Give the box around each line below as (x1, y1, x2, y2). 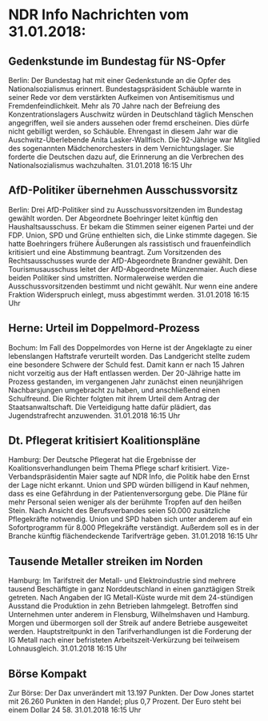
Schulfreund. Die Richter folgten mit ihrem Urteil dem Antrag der (8, 393, 220, 403)
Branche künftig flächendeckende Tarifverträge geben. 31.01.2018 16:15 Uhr (8, 532, 258, 541)
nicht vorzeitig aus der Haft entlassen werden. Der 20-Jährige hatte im (8, 368, 242, 377)
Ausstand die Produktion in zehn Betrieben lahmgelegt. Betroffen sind (8, 601, 238, 611)
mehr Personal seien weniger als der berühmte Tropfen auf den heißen (8, 497, 242, 507)
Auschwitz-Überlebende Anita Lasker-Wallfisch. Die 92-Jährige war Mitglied (8, 135, 261, 145)
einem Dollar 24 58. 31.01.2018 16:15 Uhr (8, 705, 142, 715)
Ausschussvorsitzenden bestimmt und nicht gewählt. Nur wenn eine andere (8, 281, 258, 291)
